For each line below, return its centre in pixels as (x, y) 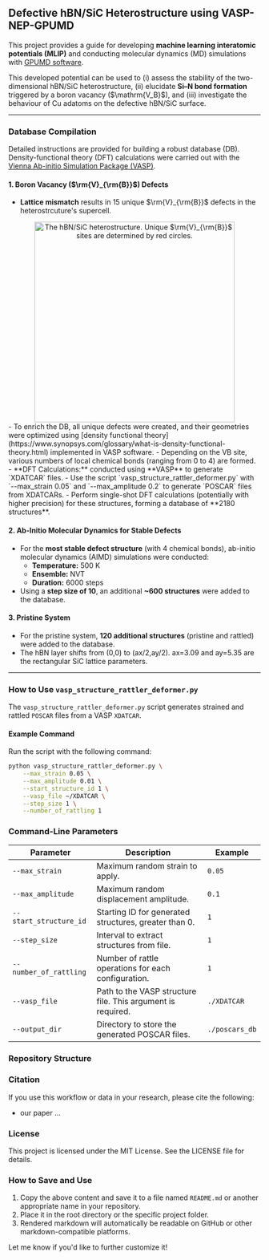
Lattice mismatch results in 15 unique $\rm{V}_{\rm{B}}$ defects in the (138, 202)
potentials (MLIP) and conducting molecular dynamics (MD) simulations (127, 53)
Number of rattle (127, 958)
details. (20, 1160)
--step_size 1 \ (50, 804)
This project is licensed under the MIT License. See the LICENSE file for (126, 1151)
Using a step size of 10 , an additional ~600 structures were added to (134, 591)
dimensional (28, 86)
